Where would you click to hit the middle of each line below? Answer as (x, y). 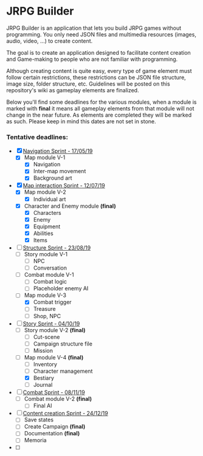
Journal (43, 385)
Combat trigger (52, 302)
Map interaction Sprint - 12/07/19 (64, 186)
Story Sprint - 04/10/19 (51, 324)
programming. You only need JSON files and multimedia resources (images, (101, 34)
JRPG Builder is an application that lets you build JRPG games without (94, 28)
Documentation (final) (52, 434)
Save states (39, 420)
